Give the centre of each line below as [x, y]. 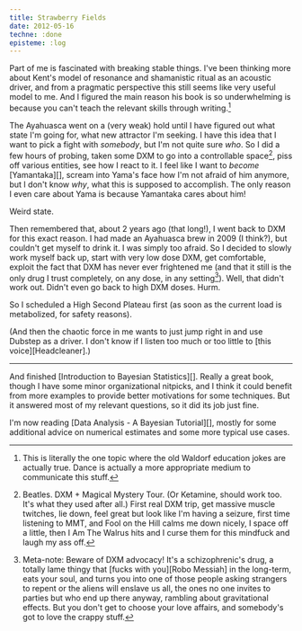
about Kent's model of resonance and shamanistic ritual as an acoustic [140, 78]
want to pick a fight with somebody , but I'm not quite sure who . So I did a [145, 144]
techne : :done [36, 34]
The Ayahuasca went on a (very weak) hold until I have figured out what [142, 125]
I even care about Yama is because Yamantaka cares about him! [128, 193]
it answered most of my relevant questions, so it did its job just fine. [134, 405]
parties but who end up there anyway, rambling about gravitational [146, 598]
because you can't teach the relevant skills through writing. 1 [120, 107]
